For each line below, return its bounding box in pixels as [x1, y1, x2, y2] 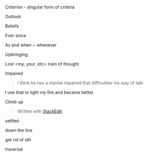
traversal [5, 146, 23, 152]
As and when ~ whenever [5, 42, 57, 48]
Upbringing [5, 51, 28, 57]
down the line [5, 127, 33, 133]
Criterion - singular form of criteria [5, 4, 75, 10]
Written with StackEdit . [17, 109, 64, 114]
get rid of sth [5, 137, 31, 142]
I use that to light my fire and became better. [5, 89, 95, 95]
